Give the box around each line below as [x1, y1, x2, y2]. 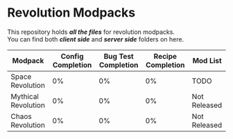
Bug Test [103, 51, 134, 61]
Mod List [192, 55, 222, 65]
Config [60, 51, 84, 61]
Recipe [153, 51, 178, 61]
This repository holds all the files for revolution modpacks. [7, 28, 175, 36]
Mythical [10, 91, 40, 101]
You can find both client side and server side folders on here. [7, 35, 184, 43]
